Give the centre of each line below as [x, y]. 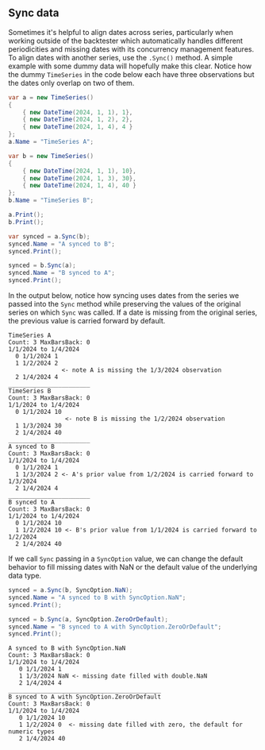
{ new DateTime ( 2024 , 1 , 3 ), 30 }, [79, 178]
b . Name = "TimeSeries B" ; [51, 201]
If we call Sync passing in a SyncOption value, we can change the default [126, 559]
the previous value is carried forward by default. [87, 321]
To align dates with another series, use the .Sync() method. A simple [121, 57]
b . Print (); [26, 222]
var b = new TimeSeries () [51, 156]
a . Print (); [26, 215]
